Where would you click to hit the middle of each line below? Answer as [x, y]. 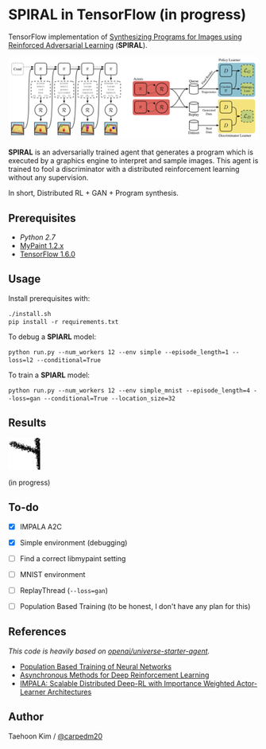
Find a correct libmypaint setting [73, 558]
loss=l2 [21, 360]
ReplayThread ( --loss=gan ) [64, 590]
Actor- [247, 683]
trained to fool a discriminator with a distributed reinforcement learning [124, 170]
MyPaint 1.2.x [42, 246]
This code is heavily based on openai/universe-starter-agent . [109, 651]
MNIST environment [52, 574]
